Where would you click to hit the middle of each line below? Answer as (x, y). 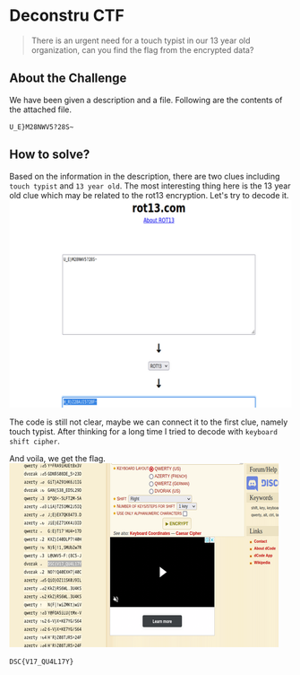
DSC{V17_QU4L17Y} (42, 662)
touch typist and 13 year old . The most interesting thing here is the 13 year (150, 186)
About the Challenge (68, 79)
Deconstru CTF (67, 16)
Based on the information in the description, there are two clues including (145, 176)
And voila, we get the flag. (57, 459)
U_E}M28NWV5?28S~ (42, 127)
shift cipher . (34, 442)
